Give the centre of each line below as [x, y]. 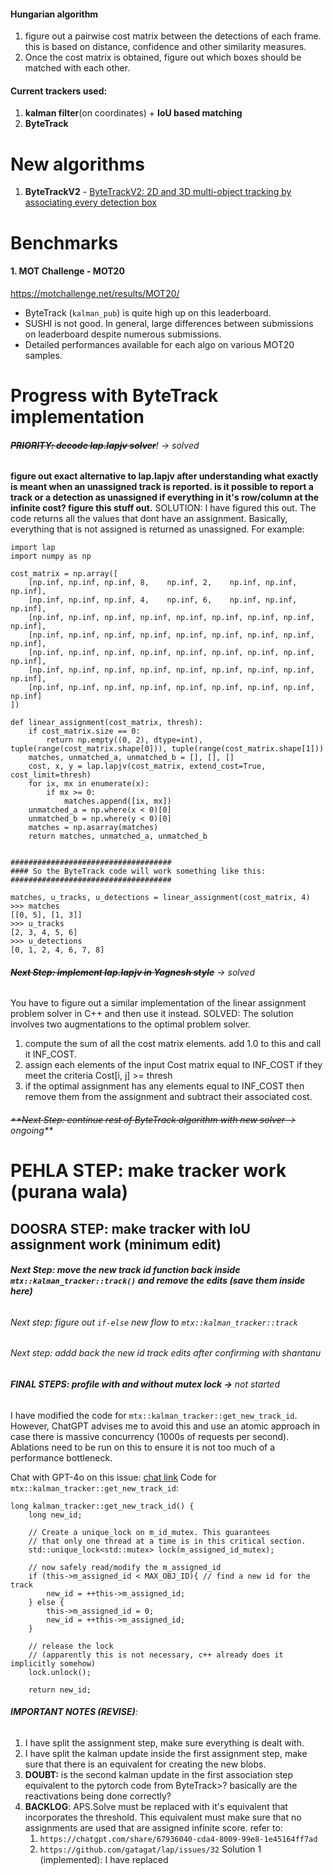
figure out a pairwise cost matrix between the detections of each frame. [173, 36]
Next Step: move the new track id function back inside [125, 1270]
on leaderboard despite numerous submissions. [123, 334]
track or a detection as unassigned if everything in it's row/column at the [165, 497]
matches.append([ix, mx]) [117, 801]
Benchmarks [64, 242]
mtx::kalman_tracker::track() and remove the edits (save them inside [158, 1281]
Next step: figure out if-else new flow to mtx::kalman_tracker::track [154, 1322]
